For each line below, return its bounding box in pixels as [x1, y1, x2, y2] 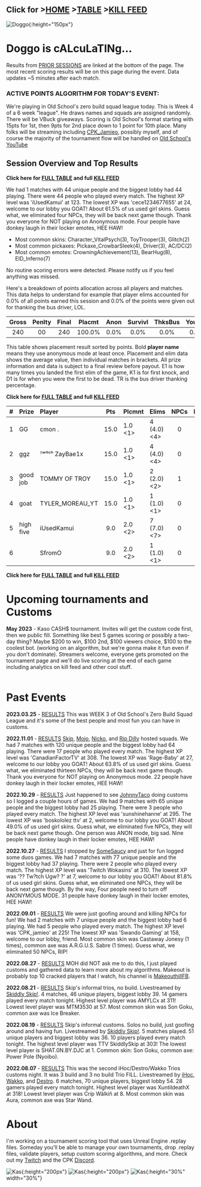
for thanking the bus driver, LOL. [6, 303, 86, 311]
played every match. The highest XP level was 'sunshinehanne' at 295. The [6, 810, 191, 817]
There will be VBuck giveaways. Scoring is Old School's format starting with [6, 116, 194, 123]
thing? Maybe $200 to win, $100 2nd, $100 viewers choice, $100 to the [17, 638, 192, 645]
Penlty [32, 318, 52, 326]
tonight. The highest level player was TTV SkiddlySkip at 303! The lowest [6, 1040, 187, 1047]
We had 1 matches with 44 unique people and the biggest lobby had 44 [6, 186, 182, 193]
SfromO [39, 549, 62, 557]
